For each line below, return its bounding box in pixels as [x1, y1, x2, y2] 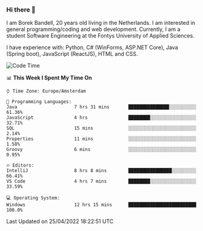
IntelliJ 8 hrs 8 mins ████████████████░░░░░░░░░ [6, 168, 197, 174]
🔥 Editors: [6, 162, 35, 169]
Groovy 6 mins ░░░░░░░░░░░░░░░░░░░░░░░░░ [6, 147, 197, 153]
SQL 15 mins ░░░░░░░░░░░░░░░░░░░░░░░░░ [6, 126, 197, 132]
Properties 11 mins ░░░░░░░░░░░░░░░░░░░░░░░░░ [6, 136, 197, 142]
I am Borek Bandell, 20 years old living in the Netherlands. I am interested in [6, 19, 196, 27]
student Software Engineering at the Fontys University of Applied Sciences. [6, 32, 195, 39]
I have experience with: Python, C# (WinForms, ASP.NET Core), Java [6, 44, 179, 51]
